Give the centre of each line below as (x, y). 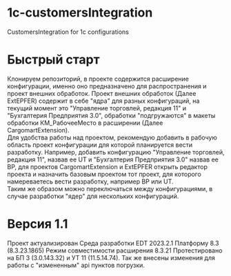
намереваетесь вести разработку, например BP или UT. (90, 181)
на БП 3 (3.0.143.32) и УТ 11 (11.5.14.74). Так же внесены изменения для (111, 257)
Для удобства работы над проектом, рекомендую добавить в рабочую (112, 137)
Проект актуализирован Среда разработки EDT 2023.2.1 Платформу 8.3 (113, 243)
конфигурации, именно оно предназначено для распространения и (107, 86)
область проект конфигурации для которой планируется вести (100, 145)
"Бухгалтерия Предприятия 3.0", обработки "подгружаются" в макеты (111, 115)
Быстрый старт (53, 60)
